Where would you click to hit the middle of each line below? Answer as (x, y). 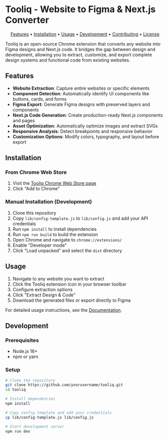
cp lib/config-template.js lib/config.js (50, 417)
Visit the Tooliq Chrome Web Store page (54, 183)
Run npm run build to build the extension (55, 234)
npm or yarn (25, 357)
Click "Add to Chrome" (36, 189)
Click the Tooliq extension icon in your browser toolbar (69, 284)
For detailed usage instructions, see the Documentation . (64, 310)
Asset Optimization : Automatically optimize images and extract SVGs (85, 126)
